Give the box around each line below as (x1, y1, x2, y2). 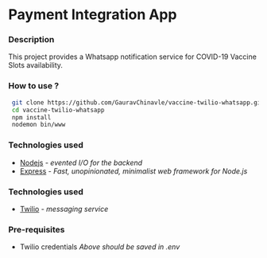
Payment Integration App (8, 6, 177, 24)
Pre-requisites (8, 224, 65, 235)
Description (8, 34, 55, 45)
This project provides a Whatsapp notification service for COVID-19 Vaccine (8, 52, 257, 61)
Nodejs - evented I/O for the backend (19, 158, 143, 167)
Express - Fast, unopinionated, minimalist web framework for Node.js (19, 166, 248, 176)
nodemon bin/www (11, 121, 66, 129)
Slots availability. (8, 61, 64, 70)
